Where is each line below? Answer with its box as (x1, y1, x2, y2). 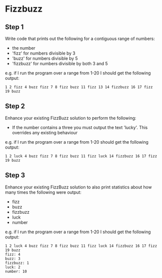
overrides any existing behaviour (12, 130, 78, 135)
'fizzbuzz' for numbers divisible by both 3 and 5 (12, 61, 108, 66)
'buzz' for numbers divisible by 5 (12, 56, 78, 61)
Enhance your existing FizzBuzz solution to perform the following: (5, 115, 137, 121)
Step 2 (5, 102, 25, 111)
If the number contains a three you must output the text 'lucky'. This (12, 124, 148, 130)
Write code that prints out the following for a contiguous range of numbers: (5, 36, 155, 41)
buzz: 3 (5, 256, 21, 261)
